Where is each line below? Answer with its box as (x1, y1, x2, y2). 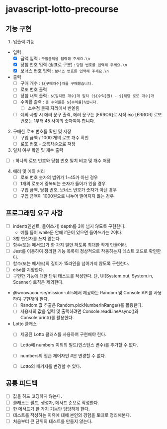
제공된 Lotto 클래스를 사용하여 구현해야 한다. (20, 332, 106, 338)
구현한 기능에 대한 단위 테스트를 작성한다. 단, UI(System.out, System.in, (12, 273, 154, 279)
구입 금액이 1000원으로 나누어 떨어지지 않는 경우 (20, 193, 114, 199)
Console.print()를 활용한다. (20, 315, 74, 321)
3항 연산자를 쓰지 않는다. (12, 235, 61, 242)
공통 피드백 (5, 379, 38, 388)
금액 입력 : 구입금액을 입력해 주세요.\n (20, 56, 90, 61)
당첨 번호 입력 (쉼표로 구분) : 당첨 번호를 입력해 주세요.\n (20, 62, 127, 68)
